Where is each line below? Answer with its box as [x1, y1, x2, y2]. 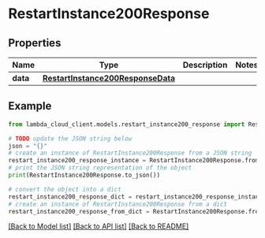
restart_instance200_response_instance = [8, 157, 147, 165]
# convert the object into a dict [8, 185, 122, 193]
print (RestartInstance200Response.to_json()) [8, 171, 160, 180]
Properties [8, 36, 62, 50]
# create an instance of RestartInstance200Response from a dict [8, 200, 227, 208]
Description [182, 60, 228, 70]
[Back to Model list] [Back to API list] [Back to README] [8, 221, 189, 231]
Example [8, 99, 52, 113]
